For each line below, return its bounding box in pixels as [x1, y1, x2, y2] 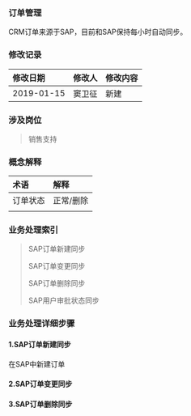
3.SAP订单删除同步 [8, 399, 73, 409]
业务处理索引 [8, 224, 59, 236]
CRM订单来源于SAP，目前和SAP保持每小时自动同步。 [8, 27, 188, 37]
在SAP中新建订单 [8, 359, 66, 369]
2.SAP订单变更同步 [8, 379, 73, 389]
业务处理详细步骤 [8, 318, 75, 329]
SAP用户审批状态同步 [28, 295, 100, 305]
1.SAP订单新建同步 [8, 340, 71, 349]
